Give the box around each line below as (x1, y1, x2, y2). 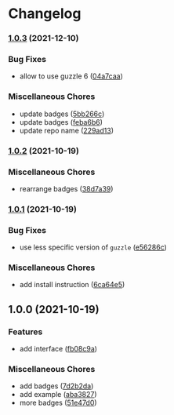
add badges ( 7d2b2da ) (19, 381, 94, 391)
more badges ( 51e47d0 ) (19, 398, 97, 408)
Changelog (8, 5, 82, 23)
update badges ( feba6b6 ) (19, 117, 103, 126)
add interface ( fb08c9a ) (19, 344, 98, 354)
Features (8, 326, 43, 337)
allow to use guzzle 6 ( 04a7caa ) (19, 71, 123, 81)
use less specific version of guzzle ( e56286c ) (19, 242, 167, 252)
